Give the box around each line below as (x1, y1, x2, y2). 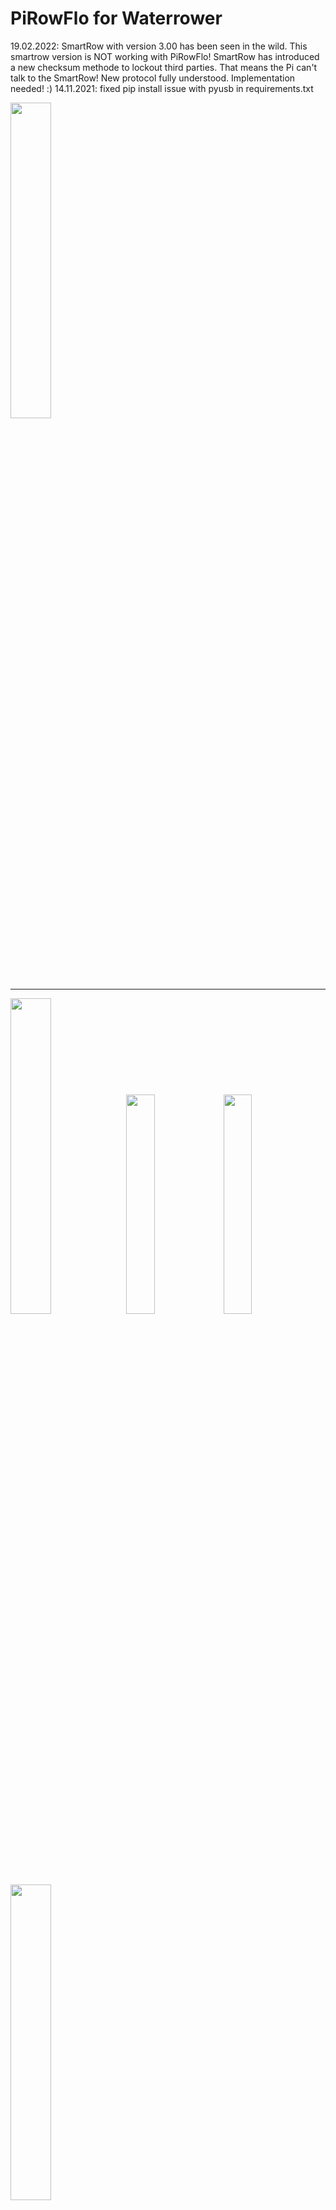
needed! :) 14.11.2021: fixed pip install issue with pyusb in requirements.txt (10, 82, 314, 94)
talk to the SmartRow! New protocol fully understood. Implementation (10, 72, 296, 84)
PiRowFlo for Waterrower (10, 7, 223, 30)
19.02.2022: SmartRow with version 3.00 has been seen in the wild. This (10, 40, 308, 52)
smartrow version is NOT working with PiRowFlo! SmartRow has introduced (10, 50, 320, 62)
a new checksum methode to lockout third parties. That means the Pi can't (10, 61, 318, 73)
